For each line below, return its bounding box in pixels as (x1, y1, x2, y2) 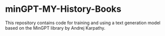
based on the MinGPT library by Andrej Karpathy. (5, 25, 106, 31)
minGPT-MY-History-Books (5, 3, 121, 15)
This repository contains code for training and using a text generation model (5, 20, 161, 26)
